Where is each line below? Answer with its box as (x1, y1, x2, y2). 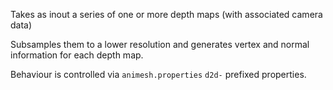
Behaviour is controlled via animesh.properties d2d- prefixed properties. (10, 69, 307, 80)
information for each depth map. (10, 49, 144, 61)
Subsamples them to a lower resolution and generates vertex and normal (10, 39, 310, 50)
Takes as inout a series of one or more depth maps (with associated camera (10, 9, 323, 20)
